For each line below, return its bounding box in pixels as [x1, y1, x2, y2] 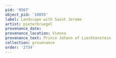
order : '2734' [5, 45, 35, 50]
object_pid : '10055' [5, 12, 49, 17]
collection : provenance [5, 40, 55, 45]
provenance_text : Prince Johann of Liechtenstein [5, 36, 111, 41]
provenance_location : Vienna [5, 31, 66, 36]
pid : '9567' [5, 7, 30, 13]
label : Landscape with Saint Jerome [5, 17, 82, 22]
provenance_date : [5, 26, 42, 31]
